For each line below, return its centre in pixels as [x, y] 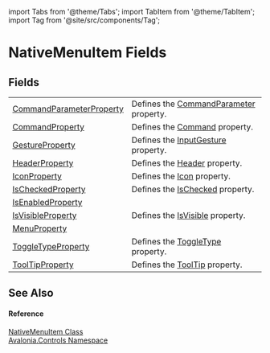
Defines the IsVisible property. [188, 215]
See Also [31, 293]
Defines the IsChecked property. [193, 189]
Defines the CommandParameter [193, 104]
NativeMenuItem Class [46, 331]
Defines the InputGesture [179, 140]
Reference [26, 314]
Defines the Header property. [187, 163]
